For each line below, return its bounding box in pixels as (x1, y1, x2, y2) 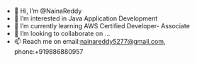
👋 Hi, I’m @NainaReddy (13, 7, 82, 15)
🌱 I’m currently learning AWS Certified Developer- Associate (13, 22, 190, 30)
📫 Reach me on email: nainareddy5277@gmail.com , (13, 38, 166, 45)
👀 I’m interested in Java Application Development (13, 14, 158, 23)
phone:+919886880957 (13, 47, 84, 56)
